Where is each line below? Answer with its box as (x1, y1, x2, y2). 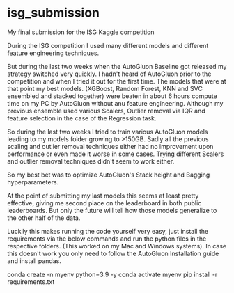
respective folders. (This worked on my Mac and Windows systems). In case (7, 241, 227, 250)
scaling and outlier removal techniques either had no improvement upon (7, 142, 214, 150)
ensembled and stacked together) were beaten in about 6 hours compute (7, 92, 217, 100)
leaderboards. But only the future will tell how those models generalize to (7, 206, 217, 214)
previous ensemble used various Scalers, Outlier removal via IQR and (7, 106, 205, 115)
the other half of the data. (7, 214, 81, 222)
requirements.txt (7, 277, 55, 286)
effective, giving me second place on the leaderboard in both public (7, 198, 202, 207)
